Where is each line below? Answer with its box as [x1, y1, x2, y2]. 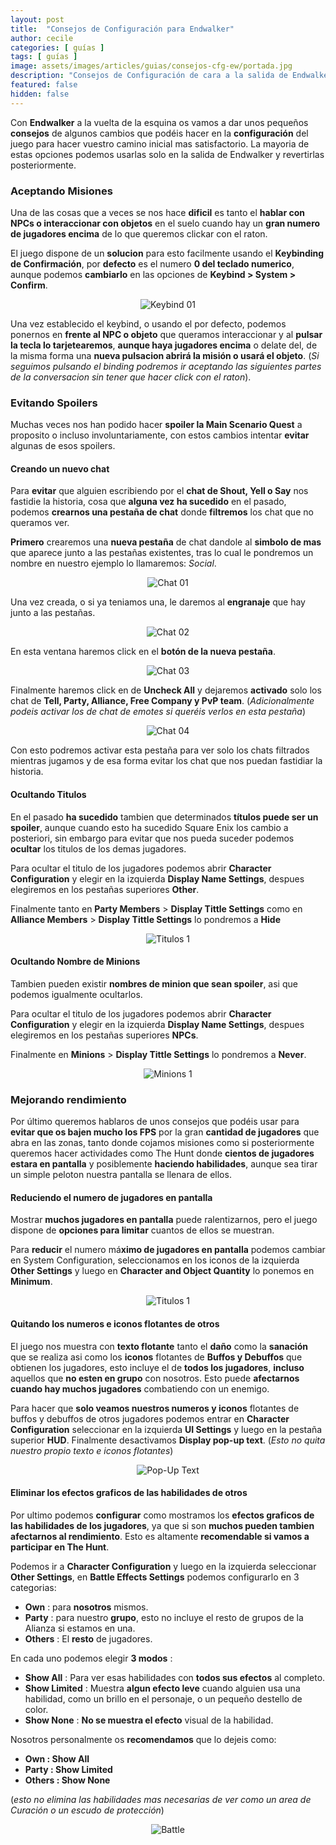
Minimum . [10, 1276, 53, 1288]
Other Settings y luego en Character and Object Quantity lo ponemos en [10, 1265, 315, 1277]
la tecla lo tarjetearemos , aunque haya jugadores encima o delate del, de [10, 339, 318, 351]
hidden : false [10, 89, 70, 99]
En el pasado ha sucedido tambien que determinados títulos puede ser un [10, 811, 319, 823]
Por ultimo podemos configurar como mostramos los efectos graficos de [10, 1509, 315, 1521]
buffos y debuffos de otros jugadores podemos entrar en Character [10, 1412, 290, 1425]
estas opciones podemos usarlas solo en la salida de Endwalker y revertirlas [10, 148, 325, 160]
